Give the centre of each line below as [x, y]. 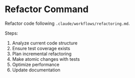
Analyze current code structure [45, 43]
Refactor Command [47, 9]
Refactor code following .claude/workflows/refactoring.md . [67, 23]
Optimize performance [36, 64]
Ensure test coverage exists [41, 48]
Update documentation [36, 70]
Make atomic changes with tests [46, 59]
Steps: [11, 33]
